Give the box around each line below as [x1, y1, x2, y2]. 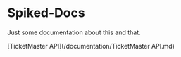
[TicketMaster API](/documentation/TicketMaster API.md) [7, 42, 175, 50]
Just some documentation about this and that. [7, 28, 141, 37]
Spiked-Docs [7, 5, 86, 21]
